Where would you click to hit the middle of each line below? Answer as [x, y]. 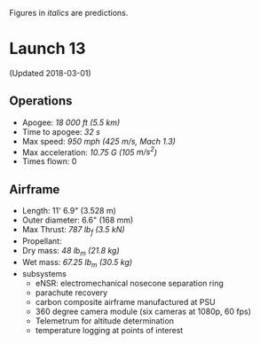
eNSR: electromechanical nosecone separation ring [130, 283]
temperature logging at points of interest [109, 330]
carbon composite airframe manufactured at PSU [125, 301]
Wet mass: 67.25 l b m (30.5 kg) [77, 263]
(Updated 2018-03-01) [50, 73]
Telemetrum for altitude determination [105, 321]
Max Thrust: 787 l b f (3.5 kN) [74, 231]
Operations [41, 101]
